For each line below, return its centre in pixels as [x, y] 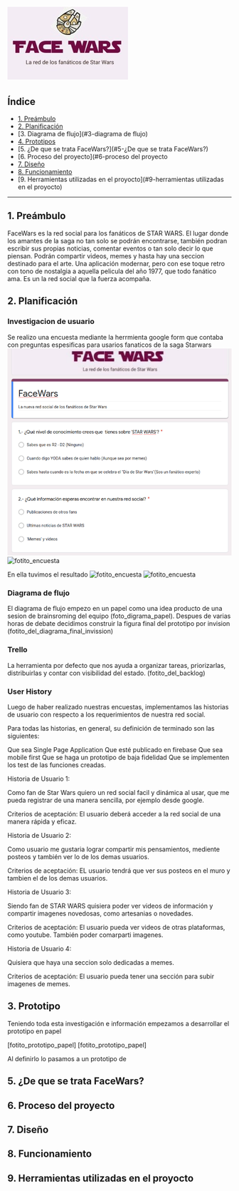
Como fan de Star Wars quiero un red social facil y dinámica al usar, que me [118, 793]
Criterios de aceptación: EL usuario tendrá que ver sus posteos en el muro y [119, 871]
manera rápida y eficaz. [42, 822]
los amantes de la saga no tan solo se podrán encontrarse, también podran [117, 240]
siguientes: [23, 736]
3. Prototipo [34, 1007]
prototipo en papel [34, 1031]
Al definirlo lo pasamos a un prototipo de [67, 1058]
